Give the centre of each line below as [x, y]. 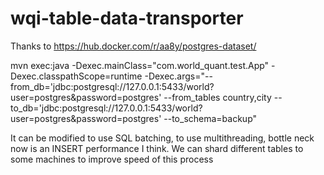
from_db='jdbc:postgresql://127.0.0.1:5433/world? [112, 86]
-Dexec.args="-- [178, 76]
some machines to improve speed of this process [112, 159]
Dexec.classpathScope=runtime [76, 76]
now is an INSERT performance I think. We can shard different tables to [157, 148]
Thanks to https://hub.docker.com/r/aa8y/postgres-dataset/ [133, 46]
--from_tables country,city [217, 97]
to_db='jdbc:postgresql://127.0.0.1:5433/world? [106, 108]
